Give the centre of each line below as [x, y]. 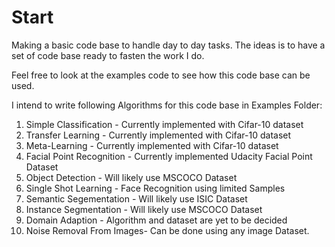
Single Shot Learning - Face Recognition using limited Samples [155, 188]
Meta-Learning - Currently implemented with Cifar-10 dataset [152, 145]
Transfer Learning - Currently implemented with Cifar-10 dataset [158, 135]
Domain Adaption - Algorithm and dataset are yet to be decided [156, 220]
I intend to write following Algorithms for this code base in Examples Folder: [167, 105]
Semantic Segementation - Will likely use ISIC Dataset [136, 198]
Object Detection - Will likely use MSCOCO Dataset [131, 177]
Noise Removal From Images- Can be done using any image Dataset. [167, 230]
